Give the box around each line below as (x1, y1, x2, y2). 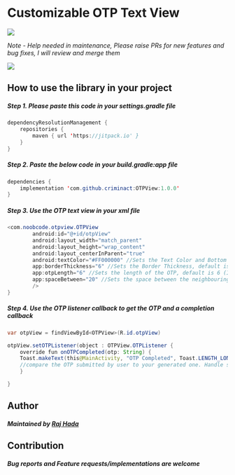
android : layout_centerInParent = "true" (32, 250, 145, 257)
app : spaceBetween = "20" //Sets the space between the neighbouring (32, 276, 230, 283)
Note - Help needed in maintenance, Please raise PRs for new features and (7, 41, 225, 50)
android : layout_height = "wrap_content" (32, 243, 145, 250)
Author (7, 400, 38, 412)
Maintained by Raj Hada (7, 419, 79, 428)
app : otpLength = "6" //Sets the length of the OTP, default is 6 (32, 270, 220, 277)
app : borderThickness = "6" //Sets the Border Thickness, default (32, 263, 220, 270)
